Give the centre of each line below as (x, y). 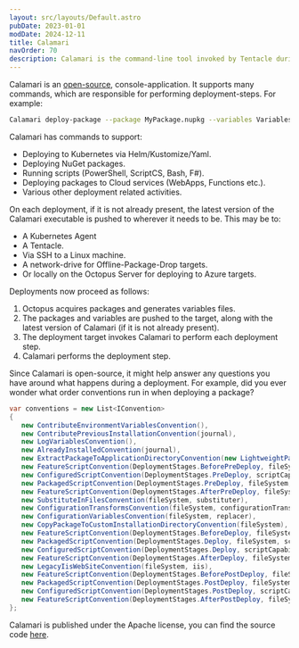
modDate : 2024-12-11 (48, 34)
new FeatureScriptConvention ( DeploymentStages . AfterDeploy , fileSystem (157, 558)
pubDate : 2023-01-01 (48, 26)
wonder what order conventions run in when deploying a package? (132, 392)
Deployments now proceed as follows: (79, 291)
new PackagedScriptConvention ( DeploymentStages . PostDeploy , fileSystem (157, 583)
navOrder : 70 (33, 51)
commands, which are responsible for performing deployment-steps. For (143, 94)
